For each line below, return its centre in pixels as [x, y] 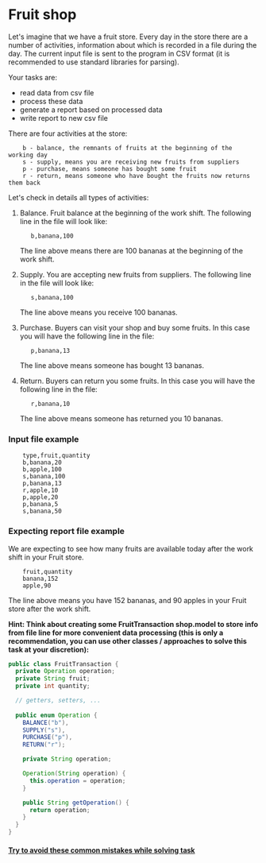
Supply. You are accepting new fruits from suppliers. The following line [135, 274]
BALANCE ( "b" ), [46, 722]
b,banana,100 [52, 236]
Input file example [44, 439]
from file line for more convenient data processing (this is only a [116, 633]
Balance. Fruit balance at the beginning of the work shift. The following [135, 213]
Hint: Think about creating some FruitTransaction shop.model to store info [133, 624]
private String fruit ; [53, 679]
